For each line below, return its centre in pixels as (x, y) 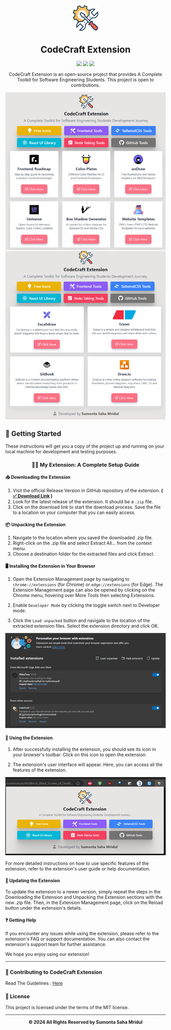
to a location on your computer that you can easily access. (74, 512)
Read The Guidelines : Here (34, 983)
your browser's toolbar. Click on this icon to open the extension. (80, 755)
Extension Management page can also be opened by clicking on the (84, 590)
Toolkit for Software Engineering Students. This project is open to (85, 80)
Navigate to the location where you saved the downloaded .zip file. (83, 538)
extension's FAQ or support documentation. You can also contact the (78, 939)
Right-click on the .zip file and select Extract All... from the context (82, 543)
